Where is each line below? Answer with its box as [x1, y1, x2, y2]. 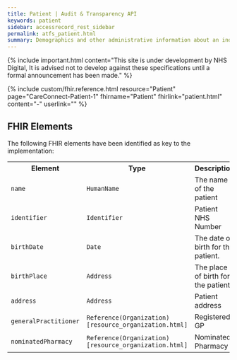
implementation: [7, 146, 54, 155]
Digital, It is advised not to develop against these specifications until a [7, 64, 210, 72]
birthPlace [11, 272, 47, 280]
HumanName [86, 185, 120, 192]
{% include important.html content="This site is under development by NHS [7, 56, 227, 64]
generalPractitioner [11, 317, 80, 325]
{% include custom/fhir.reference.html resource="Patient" [7, 85, 176, 93]
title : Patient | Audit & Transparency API [7, 10, 138, 18]
